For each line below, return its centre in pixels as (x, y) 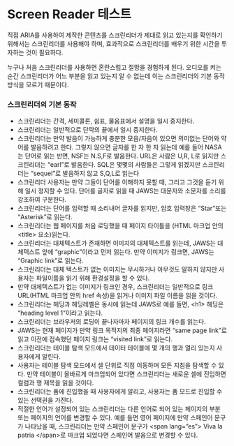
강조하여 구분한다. (42, 200)
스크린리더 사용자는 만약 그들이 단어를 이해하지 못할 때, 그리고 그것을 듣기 (117, 182)
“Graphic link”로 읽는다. (50, 261)
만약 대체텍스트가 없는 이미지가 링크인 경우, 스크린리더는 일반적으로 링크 (115, 287)
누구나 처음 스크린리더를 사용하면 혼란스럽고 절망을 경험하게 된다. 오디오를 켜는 (115, 67)
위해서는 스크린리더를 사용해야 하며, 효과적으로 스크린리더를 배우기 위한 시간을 (114, 43)
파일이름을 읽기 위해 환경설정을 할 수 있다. (93, 278)
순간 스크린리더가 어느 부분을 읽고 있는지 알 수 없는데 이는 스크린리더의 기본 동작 (116, 76)
